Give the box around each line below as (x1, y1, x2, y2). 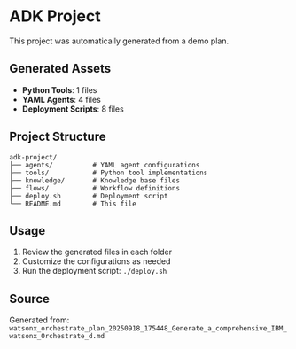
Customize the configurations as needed (21, 256, 171, 267)
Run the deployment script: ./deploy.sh (21, 266, 167, 276)
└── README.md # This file (9, 199, 137, 208)
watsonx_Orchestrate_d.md (9, 332, 105, 341)
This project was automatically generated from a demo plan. (9, 35, 229, 46)
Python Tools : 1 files (21, 84, 97, 95)
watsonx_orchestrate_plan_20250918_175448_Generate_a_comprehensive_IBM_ (9, 324, 288, 333)
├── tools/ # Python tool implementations (9, 168, 208, 177)
